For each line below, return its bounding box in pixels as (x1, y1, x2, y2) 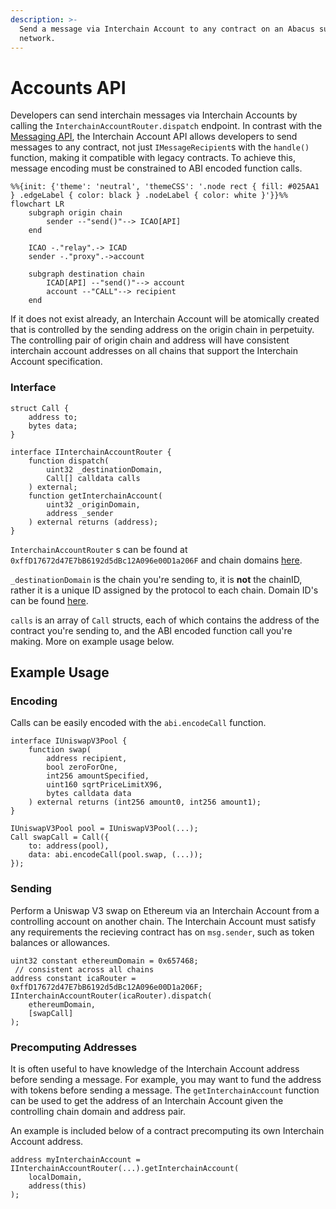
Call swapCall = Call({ (10, 832, 110, 843)
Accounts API (10, 76, 127, 99)
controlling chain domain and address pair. (10, 1105, 187, 1117)
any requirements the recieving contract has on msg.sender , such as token (10, 926, 315, 938)
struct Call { (10, 403, 70, 413)
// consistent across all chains (14, 964, 155, 975)
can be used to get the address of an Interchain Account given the (10, 1094, 284, 1106)
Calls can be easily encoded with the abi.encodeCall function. (10, 717, 267, 729)
